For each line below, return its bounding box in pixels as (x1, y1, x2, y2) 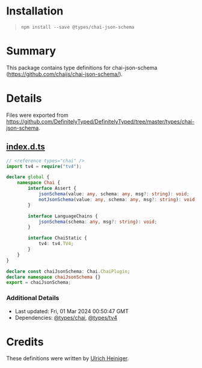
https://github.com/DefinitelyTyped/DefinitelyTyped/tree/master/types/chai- (6, 117, 195, 125)
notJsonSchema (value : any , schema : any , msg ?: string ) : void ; (38, 196, 198, 202)
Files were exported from (6, 111, 69, 119)
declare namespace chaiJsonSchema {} (6, 274, 101, 280)
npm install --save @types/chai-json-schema (20, 24, 135, 30)
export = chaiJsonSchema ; (6, 279, 71, 285)
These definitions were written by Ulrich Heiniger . (6, 355, 129, 362)
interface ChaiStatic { (28, 235, 87, 242)
